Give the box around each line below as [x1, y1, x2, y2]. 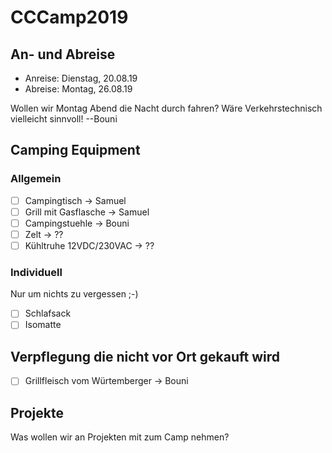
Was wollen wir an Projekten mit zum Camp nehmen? [10, 431, 230, 443]
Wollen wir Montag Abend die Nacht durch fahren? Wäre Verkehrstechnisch [10, 102, 323, 114]
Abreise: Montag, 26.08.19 [24, 83, 133, 95]
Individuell [10, 265, 63, 279]
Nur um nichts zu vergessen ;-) [10, 288, 139, 300]
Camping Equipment [10, 142, 141, 159]
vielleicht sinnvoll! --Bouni [10, 113, 118, 125]
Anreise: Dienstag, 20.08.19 [24, 72, 138, 84]
